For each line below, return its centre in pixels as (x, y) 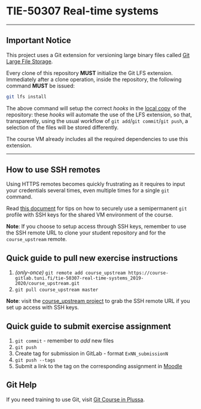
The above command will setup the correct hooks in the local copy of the (96, 108)
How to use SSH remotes (53, 170)
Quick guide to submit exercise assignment (89, 326)
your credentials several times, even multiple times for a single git (88, 191)
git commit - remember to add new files (64, 341)
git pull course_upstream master (57, 290)
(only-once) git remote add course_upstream (70, 273)
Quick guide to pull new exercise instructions (92, 258)
